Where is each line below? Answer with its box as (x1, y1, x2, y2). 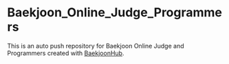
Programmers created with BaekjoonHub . (7, 49, 124, 57)
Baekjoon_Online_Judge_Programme (7, 5, 222, 20)
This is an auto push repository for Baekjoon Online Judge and (7, 42, 184, 50)
